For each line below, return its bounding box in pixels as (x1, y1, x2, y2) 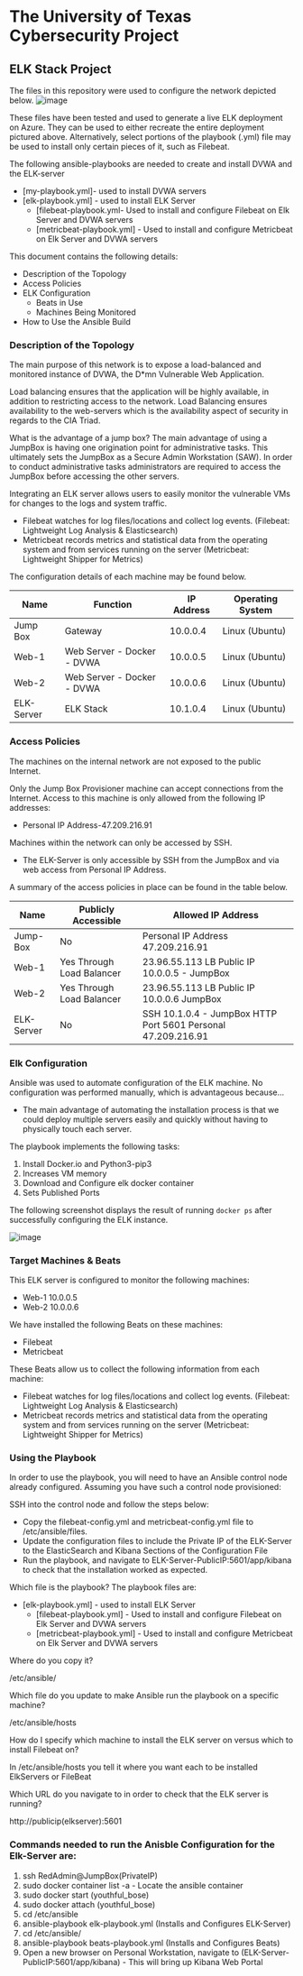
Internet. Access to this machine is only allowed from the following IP (9, 792, 266, 804)
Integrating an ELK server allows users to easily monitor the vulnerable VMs (9, 489, 291, 500)
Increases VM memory (22, 1168, 107, 1179)
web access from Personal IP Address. (22, 864, 167, 875)
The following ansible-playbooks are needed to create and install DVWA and (9, 159, 293, 169)
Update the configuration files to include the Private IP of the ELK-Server (22, 1536, 293, 1547)
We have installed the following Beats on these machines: (9, 1319, 224, 1330)
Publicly (78, 903, 115, 915)
